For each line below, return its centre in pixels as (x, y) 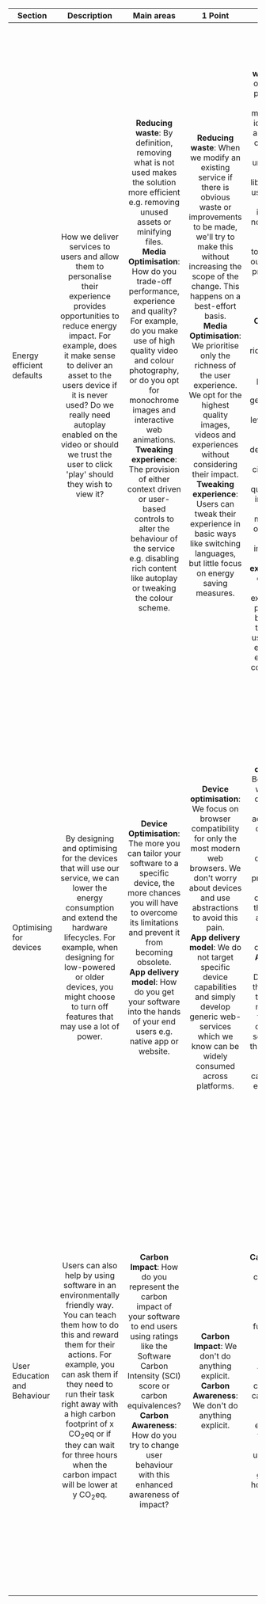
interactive (154, 420)
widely (215, 1056)
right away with (90, 1404)
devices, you (90, 987)
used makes (154, 172)
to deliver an (90, 365)
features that (90, 1017)
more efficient (154, 192)
